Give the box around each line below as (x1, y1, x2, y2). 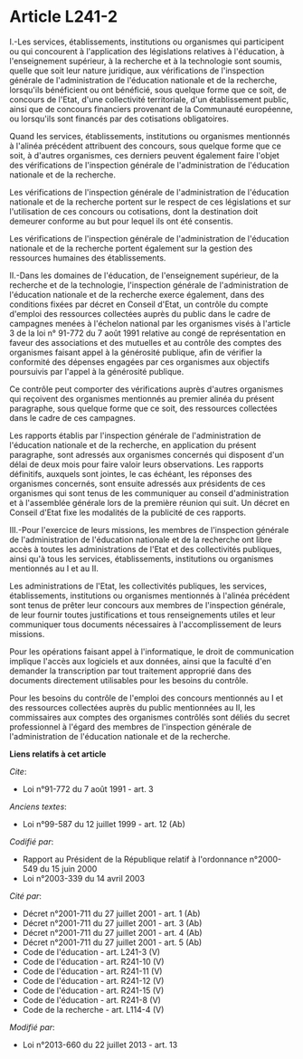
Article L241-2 (9, 6, 118, 27)
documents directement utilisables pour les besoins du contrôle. (9, 674, 249, 685)
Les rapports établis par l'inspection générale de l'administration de (9, 430, 261, 441)
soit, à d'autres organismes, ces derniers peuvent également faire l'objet (9, 149, 280, 160)
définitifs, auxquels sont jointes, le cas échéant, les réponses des (9, 468, 252, 479)
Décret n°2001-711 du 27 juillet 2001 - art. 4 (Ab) (22, 927, 203, 938)
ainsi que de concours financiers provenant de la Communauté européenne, (9, 103, 294, 114)
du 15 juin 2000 (39, 863, 98, 874)
